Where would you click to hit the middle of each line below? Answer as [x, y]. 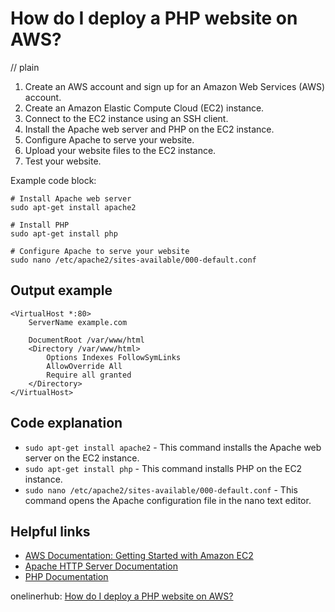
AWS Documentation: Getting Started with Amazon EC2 [139, 556]
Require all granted [89, 375]
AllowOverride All [84, 366]
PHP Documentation [66, 577]
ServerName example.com [78, 322]
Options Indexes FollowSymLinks [114, 357]
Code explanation [66, 423]
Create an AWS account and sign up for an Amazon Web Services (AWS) [175, 86]
